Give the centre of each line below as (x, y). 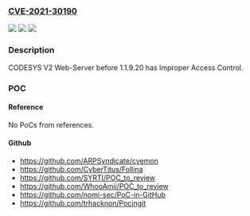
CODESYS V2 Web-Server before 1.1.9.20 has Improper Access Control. (126, 67)
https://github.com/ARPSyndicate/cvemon (89, 160)
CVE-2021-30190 (43, 11)
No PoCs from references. (51, 124)
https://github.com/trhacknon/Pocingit (83, 203)
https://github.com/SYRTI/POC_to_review (88, 178)
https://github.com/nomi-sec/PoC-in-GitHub (92, 194)
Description (31, 50)
